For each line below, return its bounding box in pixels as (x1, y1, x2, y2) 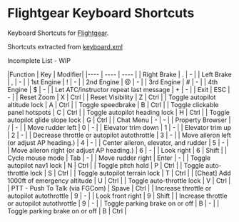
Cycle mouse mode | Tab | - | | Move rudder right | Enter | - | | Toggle (7, 153, 211, 162)
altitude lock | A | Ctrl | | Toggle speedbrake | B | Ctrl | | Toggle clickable (7, 100, 219, 109)
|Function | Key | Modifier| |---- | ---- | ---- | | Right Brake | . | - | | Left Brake (7, 70, 232, 79)
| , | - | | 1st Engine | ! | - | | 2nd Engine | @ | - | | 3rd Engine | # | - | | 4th (7, 77, 218, 86)
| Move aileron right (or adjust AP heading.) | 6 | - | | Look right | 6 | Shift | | (7, 146, 227, 154)
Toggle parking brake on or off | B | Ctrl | (7, 206, 127, 215)
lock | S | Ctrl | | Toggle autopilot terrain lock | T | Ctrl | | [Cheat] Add (29, 168, 231, 177)
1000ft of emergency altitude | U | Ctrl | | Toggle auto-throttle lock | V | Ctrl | (7, 176, 231, 185)
